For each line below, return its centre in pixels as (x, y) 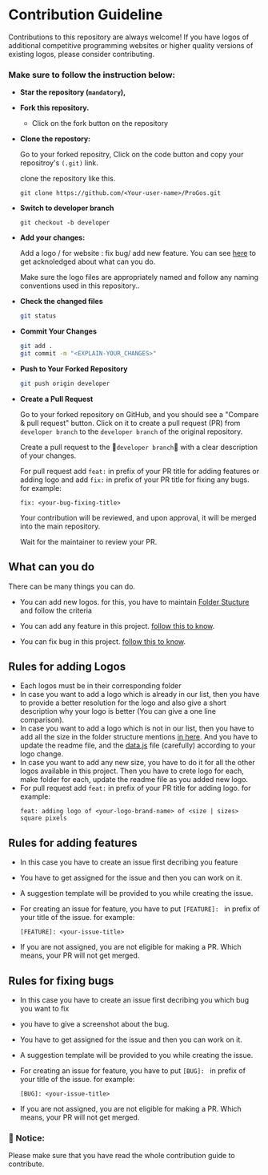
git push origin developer (65, 383)
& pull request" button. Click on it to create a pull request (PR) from (130, 423)
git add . (36, 346)
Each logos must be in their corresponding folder (100, 686)
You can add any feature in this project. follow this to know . (117, 626)
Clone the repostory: (55, 139)
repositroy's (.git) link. (59, 163)
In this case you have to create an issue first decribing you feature (129, 862)
